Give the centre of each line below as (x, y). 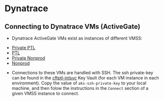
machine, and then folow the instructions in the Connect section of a (80, 88)
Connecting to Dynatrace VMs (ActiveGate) (72, 27)
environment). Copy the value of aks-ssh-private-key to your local (79, 83)
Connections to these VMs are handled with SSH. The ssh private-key (82, 73)
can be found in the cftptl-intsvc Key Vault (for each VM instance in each (85, 78)
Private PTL (23, 48)
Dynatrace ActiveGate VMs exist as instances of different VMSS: (77, 38)
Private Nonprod (28, 58)
